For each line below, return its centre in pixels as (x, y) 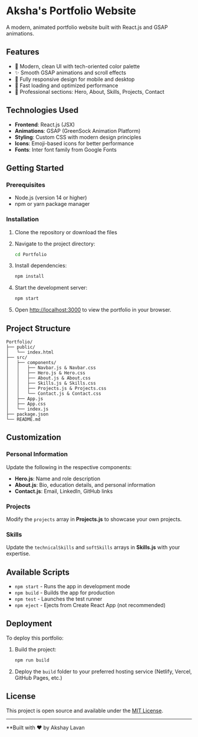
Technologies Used (42, 110)
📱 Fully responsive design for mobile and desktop (75, 79)
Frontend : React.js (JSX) (45, 125)
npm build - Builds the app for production (65, 593)
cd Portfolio (31, 254)
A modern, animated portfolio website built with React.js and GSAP (87, 27)
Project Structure (38, 328)
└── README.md (24, 419)
